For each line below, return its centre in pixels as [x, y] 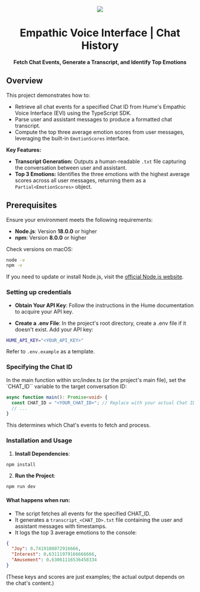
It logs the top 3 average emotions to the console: [76, 533]
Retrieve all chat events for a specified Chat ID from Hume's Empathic [100, 107]
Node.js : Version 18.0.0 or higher [56, 231]
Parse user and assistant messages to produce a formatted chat [93, 119]
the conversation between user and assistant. [71, 167]
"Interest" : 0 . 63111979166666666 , [54, 555]
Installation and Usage [39, 441]
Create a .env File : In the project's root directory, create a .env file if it [100, 323]
